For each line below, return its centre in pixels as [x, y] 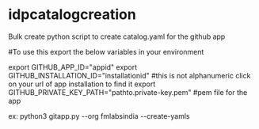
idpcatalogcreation [72, 15]
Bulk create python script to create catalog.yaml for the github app [117, 36]
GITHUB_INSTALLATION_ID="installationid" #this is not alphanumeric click [129, 75]
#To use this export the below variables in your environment [106, 51]
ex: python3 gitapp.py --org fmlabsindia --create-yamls [99, 116]
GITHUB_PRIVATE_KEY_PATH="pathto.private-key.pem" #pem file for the [128, 92]
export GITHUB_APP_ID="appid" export [73, 67]
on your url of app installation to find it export [82, 84]
